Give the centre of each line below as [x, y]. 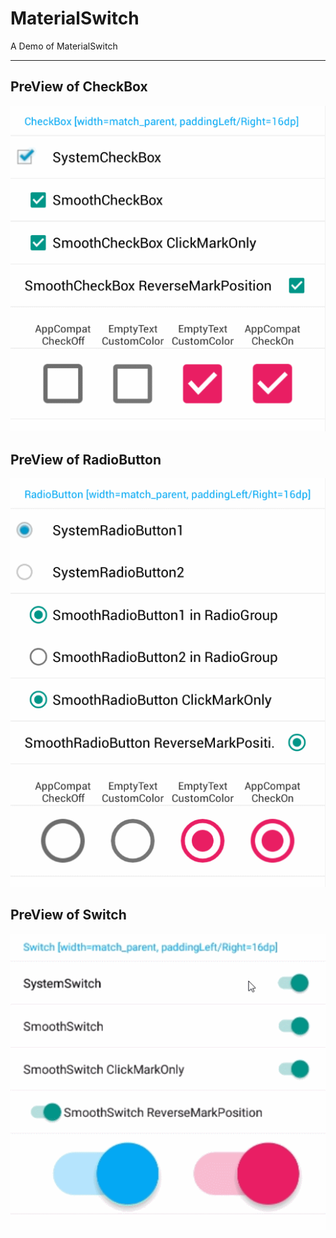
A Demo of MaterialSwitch [64, 46]
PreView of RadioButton [86, 459]
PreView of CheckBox [79, 87]
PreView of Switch [68, 915]
